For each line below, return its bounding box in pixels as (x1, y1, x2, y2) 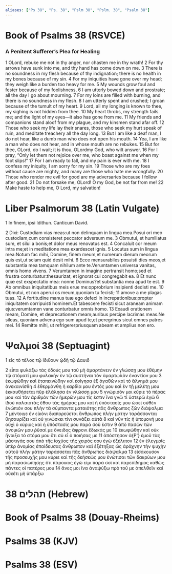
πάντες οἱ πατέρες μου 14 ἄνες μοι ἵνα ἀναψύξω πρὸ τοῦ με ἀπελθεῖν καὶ (5, 465, 164, 471)
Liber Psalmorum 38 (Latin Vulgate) (5, 203, 160, 214)
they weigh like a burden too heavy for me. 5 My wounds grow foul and (5, 81, 156, 88)
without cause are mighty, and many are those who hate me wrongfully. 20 (5, 169, 163, 175)
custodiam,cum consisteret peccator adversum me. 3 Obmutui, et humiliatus (5, 235, 167, 241)
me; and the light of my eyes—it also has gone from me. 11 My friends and (5, 114, 161, 120)
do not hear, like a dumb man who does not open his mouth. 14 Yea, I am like (5, 136, 167, 142)
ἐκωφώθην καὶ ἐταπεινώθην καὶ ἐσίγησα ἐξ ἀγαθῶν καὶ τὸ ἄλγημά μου (5, 378, 158, 384)
